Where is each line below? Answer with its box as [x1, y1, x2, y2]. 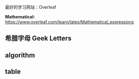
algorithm [5, 51, 35, 59]
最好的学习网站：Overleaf [5, 4, 57, 10]
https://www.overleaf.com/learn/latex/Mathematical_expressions [5, 19, 134, 25]
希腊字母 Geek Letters [5, 34, 72, 43]
